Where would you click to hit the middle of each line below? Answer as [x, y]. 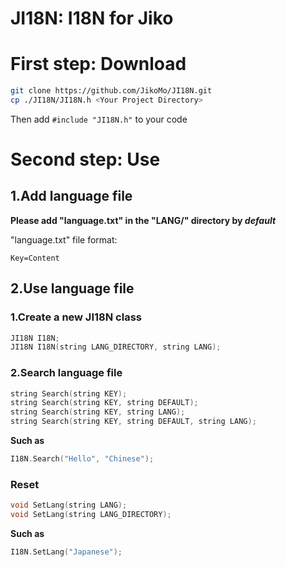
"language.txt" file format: [64, 239]
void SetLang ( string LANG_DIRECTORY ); [91, 515]
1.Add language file [71, 196]
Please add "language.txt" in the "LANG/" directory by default [143, 220]
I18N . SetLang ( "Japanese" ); [66, 552]
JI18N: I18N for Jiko [92, 18]
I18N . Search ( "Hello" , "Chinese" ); [82, 459]
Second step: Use [85, 159]
